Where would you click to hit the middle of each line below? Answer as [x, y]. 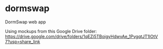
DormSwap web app [26, 22]
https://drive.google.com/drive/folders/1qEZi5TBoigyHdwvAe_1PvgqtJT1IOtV [81, 36]
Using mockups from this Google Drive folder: [51, 31]
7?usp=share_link [23, 41]
